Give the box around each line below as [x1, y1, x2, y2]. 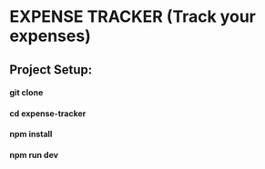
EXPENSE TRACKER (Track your [9, 6, 257, 27]
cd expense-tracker [9, 107, 87, 119]
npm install [9, 129, 53, 140]
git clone [9, 87, 44, 98]
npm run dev [9, 149, 59, 160]
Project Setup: [9, 62, 93, 77]
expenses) [9, 25, 91, 46]
